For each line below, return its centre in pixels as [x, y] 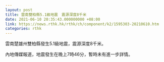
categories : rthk [23, 29]
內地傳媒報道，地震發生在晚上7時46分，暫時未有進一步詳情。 [69, 54]
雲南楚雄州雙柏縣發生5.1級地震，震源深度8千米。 [56, 44]
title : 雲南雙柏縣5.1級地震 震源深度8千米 [46, 15]
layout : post [19, 10]
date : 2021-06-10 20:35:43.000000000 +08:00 [53, 19]
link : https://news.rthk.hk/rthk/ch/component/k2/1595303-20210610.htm [82, 24]
